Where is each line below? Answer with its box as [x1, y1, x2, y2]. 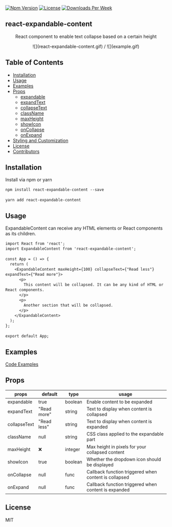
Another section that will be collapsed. [24, 303, 114, 308]
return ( [10, 262, 29, 267]
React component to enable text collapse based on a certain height [15, 33, 157, 40]
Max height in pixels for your [87, 443, 147, 449]
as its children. [5, 231, 36, 237]
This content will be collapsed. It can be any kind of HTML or [24, 283, 164, 288]
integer [64, 446, 80, 453]
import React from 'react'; [5, 241, 66, 247]
